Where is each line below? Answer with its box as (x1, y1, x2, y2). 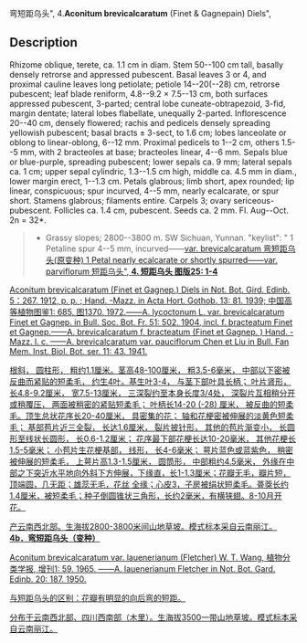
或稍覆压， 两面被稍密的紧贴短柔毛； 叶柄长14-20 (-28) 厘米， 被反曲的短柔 (9, 398, 294, 409)
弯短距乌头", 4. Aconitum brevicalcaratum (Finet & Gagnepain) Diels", (9, 8, 271, 18)
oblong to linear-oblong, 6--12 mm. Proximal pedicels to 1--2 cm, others (9, 136, 281, 148)
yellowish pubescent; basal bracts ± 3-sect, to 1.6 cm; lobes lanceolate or (9, 127, 287, 138)
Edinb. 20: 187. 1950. (9, 574, 87, 585)
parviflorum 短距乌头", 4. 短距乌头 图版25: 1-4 (45, 266, 218, 277)
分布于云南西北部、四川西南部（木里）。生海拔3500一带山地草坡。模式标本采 (9, 611, 298, 623)
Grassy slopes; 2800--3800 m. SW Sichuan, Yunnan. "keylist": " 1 (45, 232, 294, 243)
